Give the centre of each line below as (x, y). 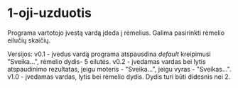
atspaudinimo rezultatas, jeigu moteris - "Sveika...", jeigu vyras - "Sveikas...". (120, 69)
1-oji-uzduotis (50, 13)
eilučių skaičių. (29, 40)
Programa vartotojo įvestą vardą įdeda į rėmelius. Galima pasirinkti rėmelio (116, 33)
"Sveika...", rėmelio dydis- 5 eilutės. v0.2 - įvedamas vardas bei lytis (107, 61)
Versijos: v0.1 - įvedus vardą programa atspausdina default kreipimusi (109, 54)
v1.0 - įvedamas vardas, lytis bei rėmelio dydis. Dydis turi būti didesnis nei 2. (119, 77)
